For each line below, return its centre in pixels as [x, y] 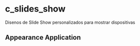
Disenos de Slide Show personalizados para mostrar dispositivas [70, 22]
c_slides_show [35, 9]
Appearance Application [43, 38]
